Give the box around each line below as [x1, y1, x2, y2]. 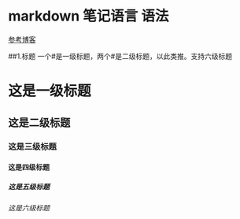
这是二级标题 [8, 116, 71, 129]
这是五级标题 [8, 182, 50, 191]
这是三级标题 [8, 141, 57, 152]
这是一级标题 [8, 82, 92, 100]
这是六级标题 [8, 203, 50, 213]
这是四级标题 [8, 162, 50, 172]
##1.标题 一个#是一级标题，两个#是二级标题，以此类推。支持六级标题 [8, 51, 233, 61]
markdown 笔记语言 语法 [8, 7, 169, 25]
